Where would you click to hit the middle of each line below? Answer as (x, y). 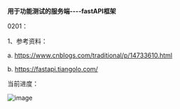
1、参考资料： (27, 41)
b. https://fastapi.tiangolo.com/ (53, 69)
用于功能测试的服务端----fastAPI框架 (62, 11)
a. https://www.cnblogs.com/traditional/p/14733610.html (90, 55)
